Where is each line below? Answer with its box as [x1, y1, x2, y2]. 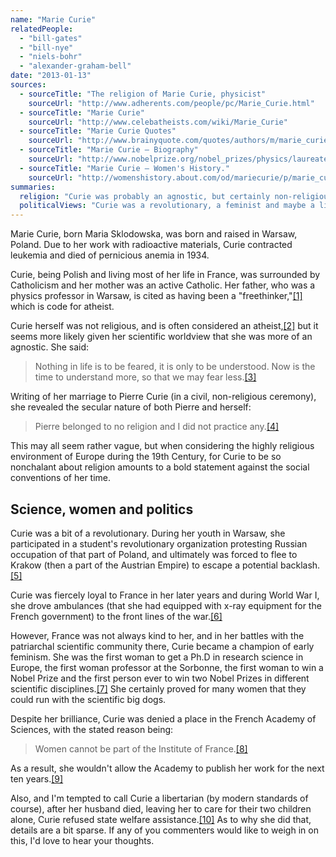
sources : [10, 80, 47, 90]
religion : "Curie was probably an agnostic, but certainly [19, 191, 271, 201]
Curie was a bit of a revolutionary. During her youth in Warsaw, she [10, 527, 286, 539]
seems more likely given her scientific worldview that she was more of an [10, 331, 313, 343]
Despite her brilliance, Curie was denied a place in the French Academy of [10, 712, 317, 725]
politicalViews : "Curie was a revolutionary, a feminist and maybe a [19, 201, 315, 211]
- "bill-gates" [19, 33, 83, 43]
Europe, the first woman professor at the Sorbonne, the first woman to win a [10, 661, 324, 673]
